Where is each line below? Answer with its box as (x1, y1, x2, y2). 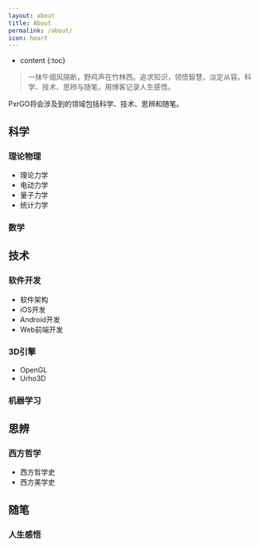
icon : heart (8, 33, 48, 42)
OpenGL (19, 364, 48, 375)
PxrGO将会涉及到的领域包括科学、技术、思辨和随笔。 (8, 99, 184, 108)
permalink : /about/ (8, 26, 73, 34)
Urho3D (19, 373, 46, 383)
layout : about (8, 11, 56, 20)
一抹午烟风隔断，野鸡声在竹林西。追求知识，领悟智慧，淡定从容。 (27, 73, 245, 82)
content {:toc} (19, 56, 66, 65)
